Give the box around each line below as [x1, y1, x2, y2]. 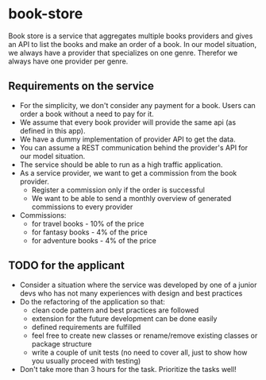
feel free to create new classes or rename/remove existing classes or [31, 331, 258, 340]
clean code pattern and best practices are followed [31, 305, 199, 315]
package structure [31, 339, 92, 348]
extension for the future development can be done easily [31, 313, 218, 323]
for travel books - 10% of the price [31, 219, 145, 228]
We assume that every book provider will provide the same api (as [19, 117, 237, 127]
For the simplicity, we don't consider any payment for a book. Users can [19, 100, 256, 110]
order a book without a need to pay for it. [19, 109, 155, 118]
